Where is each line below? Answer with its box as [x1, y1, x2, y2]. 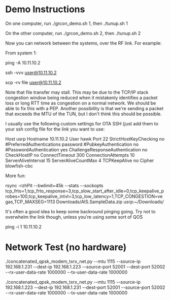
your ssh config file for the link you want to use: [5, 126, 105, 132]
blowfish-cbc [5, 162, 33, 169]
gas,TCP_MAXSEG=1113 [5, 198, 55, 205]
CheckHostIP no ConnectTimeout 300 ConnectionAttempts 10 [5, 152, 135, 158]
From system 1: [5, 50, 37, 56]
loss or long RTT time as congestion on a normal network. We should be [5, 100, 156, 106]
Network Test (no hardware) [5, 242, 127, 253]
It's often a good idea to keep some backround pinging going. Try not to [5, 208, 156, 214]
